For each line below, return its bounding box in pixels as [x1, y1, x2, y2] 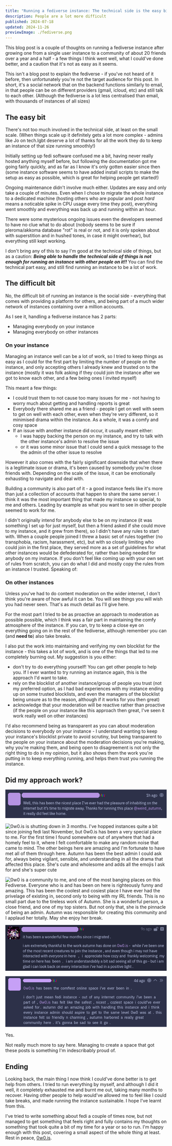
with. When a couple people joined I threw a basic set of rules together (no [5, 533, 163, 540]
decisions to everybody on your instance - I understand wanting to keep [5, 728, 158, 735]
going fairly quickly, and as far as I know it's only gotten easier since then [5, 163, 160, 170]
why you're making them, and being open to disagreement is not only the [5, 744, 160, 751]
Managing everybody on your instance [12, 323, 95, 329]
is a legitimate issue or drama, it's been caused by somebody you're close [5, 465, 162, 471]
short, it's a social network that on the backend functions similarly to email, [5, 82, 164, 88]
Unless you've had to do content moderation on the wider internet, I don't [5, 591, 160, 597]
